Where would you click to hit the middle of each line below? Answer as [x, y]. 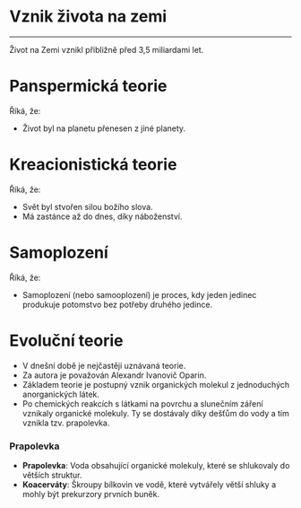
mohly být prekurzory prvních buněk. [90, 494]
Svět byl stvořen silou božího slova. [88, 206]
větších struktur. [52, 475]
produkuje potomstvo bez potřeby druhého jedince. [117, 304]
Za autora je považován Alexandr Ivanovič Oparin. [114, 375]
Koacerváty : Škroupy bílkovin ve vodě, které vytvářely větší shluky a [149, 484]
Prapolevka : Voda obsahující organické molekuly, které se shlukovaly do [156, 465]
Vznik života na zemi [88, 17]
